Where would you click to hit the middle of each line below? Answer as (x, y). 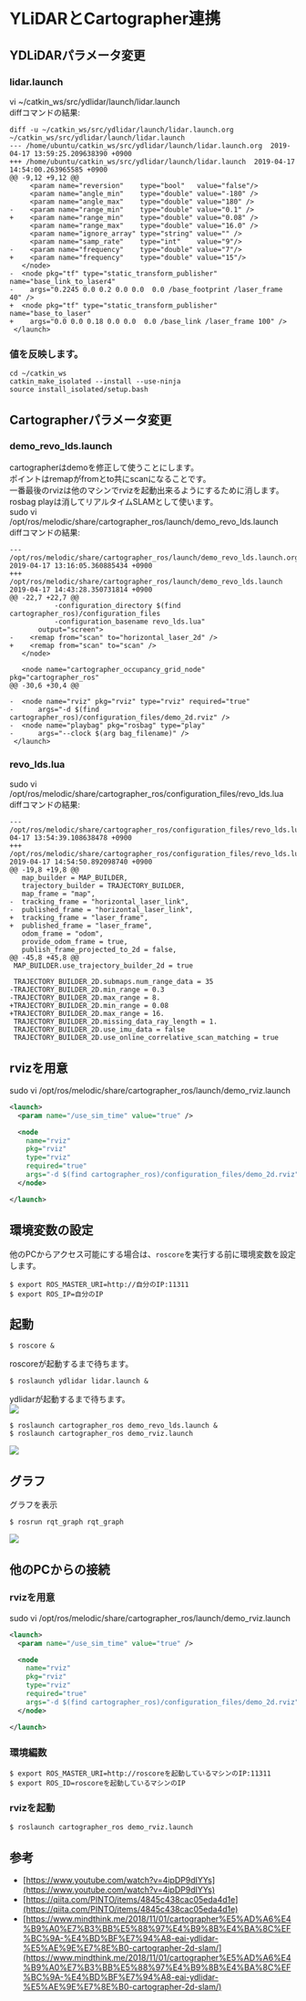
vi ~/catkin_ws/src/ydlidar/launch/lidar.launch (95, 101)
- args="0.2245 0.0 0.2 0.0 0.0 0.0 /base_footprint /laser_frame (146, 289)
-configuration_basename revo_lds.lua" (130, 622)
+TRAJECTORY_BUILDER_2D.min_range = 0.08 (89, 1006)
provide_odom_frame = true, (75, 942)
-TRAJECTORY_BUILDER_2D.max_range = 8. (85, 998)
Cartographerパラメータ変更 (91, 419)
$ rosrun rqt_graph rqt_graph (67, 1522)
